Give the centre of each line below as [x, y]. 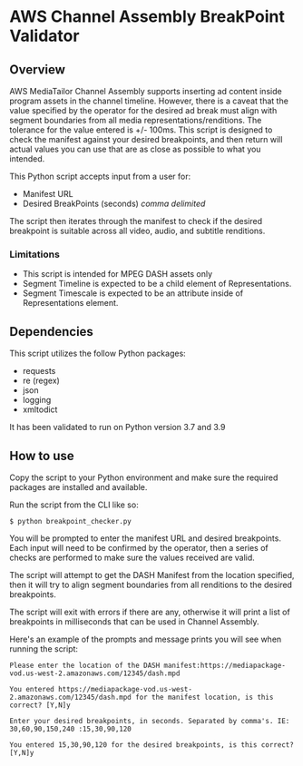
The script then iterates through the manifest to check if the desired [136, 221]
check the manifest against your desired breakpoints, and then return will [146, 139]
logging [37, 400]
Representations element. [70, 303]
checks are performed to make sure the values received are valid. [132, 557]
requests [39, 371]
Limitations [35, 254]
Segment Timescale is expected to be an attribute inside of [132, 293]
